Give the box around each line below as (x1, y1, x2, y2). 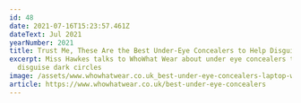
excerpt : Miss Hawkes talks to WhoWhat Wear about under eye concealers (9, 55, 287, 64)
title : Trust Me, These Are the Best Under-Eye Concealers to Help (9, 47, 267, 56)
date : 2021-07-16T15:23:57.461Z (9, 21, 130, 30)
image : (9, 72, 34, 81)
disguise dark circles (17, 64, 102, 73)
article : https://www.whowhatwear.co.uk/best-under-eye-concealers (9, 80, 267, 89)
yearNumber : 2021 (9, 38, 74, 47)
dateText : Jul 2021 (9, 30, 82, 39)
